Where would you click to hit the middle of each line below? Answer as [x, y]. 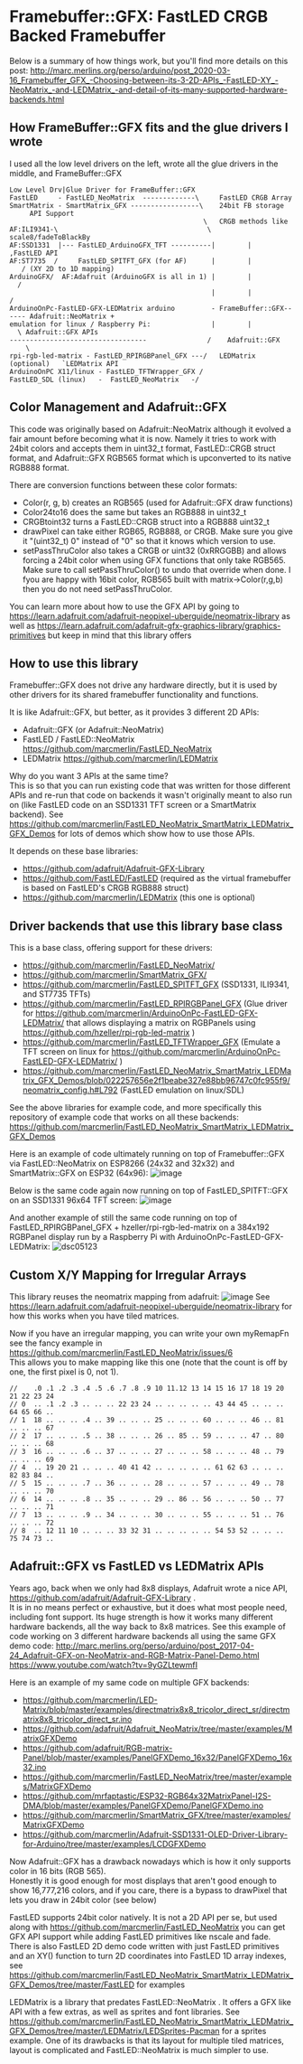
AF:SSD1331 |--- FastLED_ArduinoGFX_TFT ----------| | [131, 245]
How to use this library [74, 663]
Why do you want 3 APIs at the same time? [89, 776]
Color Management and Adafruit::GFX [118, 407]
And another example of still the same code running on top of [123, 1218]
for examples [161, 1984]
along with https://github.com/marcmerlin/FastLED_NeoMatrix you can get [147, 1927]
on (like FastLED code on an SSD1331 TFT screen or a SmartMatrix [133, 805]
